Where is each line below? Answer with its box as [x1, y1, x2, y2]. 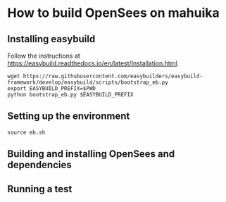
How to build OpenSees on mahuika [7, 5, 220, 21]
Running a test [7, 183, 73, 195]
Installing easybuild [7, 33, 96, 45]
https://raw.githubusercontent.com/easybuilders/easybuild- [23, 72, 203, 80]
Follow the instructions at [7, 51, 80, 60]
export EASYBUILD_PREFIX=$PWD [7, 85, 96, 92]
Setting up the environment [7, 111, 130, 122]
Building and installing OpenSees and [7, 148, 175, 160]
